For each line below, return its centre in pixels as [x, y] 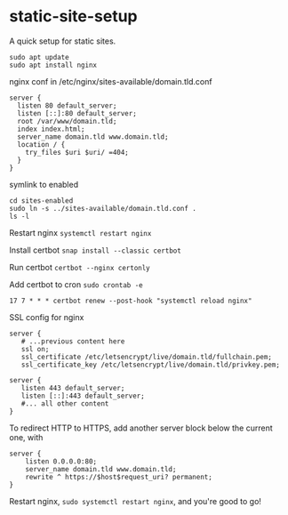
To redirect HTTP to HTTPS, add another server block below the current [141, 428]
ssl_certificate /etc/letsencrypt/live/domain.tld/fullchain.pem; [147, 357]
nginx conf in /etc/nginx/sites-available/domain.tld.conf [111, 81]
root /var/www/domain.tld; [67, 121]
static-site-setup [73, 16]
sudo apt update [39, 57]
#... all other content [65, 403]
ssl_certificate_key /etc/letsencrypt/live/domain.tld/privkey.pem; [150, 365]
